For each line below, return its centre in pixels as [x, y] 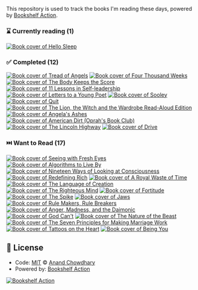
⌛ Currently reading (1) [40, 31]
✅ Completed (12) [32, 62]
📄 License [25, 248]
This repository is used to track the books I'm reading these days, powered [99, 9]
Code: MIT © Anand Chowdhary [55, 262]
